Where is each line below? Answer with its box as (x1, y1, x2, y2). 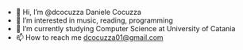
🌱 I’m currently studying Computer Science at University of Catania (15, 24, 236, 33)
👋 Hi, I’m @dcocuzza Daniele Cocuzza (15, 8, 141, 16)
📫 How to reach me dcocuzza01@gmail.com (15, 33, 164, 42)
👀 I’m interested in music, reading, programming (15, 16, 173, 25)
